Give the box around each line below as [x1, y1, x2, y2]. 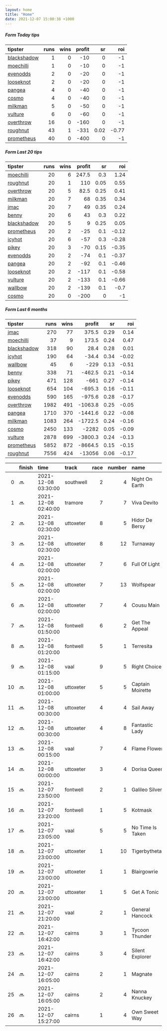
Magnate [131, 971, 153, 978]
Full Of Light [131, 561, 160, 568]
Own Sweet [131, 1009, 159, 1016]
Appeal [131, 626, 148, 633]
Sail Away [131, 704, 155, 711]
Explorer [131, 953, 152, 960]
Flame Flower [131, 745, 163, 752]
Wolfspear [131, 581, 156, 588]
